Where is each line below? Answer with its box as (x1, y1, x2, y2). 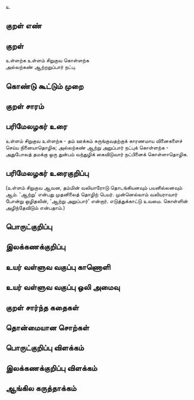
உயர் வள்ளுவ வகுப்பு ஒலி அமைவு (5, 282, 120, 292)
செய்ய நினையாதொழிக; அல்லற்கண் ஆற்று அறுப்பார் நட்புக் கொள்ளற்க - (5, 144, 169, 151)
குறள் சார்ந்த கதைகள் (5, 303, 79, 313)
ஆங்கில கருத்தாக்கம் (5, 383, 77, 393)
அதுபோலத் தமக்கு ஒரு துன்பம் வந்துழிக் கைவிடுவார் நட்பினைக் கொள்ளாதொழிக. (5, 150, 188, 158)
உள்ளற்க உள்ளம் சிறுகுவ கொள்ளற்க (5, 57, 90, 64)
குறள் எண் (5, 21, 42, 31)
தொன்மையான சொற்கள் (5, 322, 90, 333)
